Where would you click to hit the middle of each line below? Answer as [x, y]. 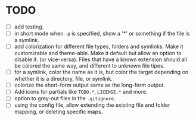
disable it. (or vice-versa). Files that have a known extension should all [100, 59]
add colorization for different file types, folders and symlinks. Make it [99, 47]
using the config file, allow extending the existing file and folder [92, 105]
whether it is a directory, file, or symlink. [63, 79]
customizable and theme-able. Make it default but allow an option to [98, 53]
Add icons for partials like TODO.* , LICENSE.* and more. [81, 92]
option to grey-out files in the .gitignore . [65, 98]
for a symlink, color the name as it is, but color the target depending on [101, 72]
